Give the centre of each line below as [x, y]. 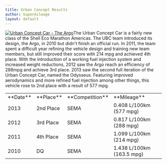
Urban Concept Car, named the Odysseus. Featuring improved [69, 75]
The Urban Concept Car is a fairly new [113, 33]
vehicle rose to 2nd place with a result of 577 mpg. [57, 86]
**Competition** [88, 97]
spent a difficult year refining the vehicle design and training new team [78, 49]
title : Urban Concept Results [37, 10]
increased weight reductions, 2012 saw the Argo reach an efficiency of [78, 64]
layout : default [22, 19]
